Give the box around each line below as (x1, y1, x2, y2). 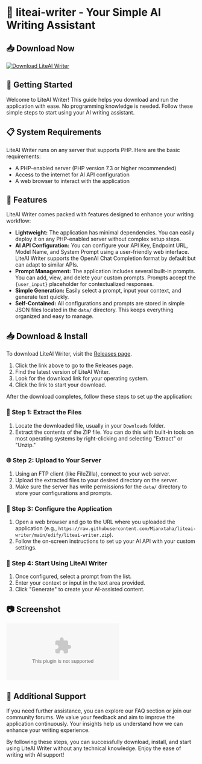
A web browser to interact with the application (14, 177, 130, 184)
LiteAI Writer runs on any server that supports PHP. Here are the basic (6, 146, 180, 153)
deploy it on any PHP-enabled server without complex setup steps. (14, 236, 181, 243)
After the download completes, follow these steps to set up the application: (6, 393, 193, 400)
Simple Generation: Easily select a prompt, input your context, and (14, 287, 181, 294)
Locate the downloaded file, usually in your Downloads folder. (14, 422, 165, 429)
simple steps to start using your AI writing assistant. (6, 108, 135, 116)
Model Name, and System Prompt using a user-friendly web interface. (14, 248, 189, 256)
